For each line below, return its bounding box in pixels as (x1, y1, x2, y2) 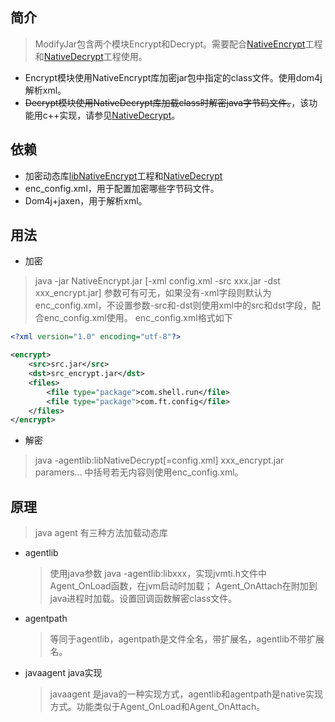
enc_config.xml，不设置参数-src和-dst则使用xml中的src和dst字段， (34, 299, 312, 312)
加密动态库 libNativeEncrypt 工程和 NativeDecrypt (24, 169, 223, 182)
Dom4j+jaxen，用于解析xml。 (24, 194, 148, 207)
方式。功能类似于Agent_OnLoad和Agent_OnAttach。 (49, 701, 266, 713)
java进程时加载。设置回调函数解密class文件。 (49, 593, 238, 605)
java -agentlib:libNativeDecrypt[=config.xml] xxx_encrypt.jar (34, 454, 285, 467)
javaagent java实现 (24, 667, 103, 679)
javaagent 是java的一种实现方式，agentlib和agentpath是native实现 (49, 688, 323, 700)
